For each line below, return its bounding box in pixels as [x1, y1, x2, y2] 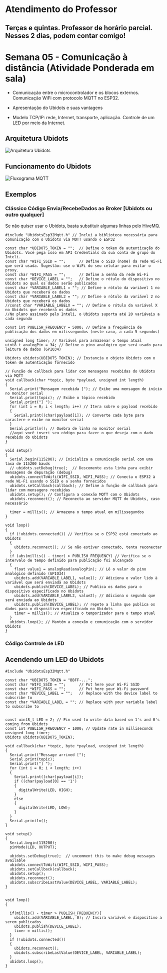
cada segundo [5, 316, 32, 321]
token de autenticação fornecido [5, 360, 75, 365]
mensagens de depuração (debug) [5, 470, 72, 475]
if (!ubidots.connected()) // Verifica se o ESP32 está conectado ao [9, 531, 157, 536]
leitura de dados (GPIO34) [5, 347, 61, 352]
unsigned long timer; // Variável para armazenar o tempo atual [5, 338, 142, 343]
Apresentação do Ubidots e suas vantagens [12, 105, 103, 111]
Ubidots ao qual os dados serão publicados [5, 280, 97, 286]
